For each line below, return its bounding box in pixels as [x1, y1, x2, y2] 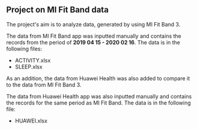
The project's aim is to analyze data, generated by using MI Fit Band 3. [6, 20, 181, 28]
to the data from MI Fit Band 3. [6, 81, 82, 88]
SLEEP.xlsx [14, 63, 43, 70]
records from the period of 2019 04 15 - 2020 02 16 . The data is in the [6, 38, 181, 46]
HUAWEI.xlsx [14, 117, 48, 124]
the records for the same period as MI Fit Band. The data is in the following [6, 99, 191, 106]
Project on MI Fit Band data [6, 5, 109, 15]
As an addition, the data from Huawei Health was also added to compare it [6, 74, 190, 82]
